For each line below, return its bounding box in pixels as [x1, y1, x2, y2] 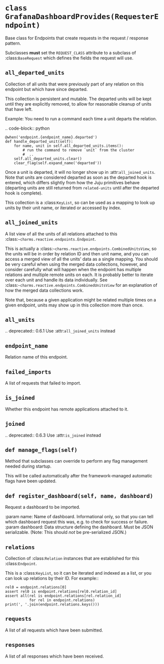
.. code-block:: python [5, 125, 50, 131]
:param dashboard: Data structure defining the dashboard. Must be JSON [5, 524, 153, 530]
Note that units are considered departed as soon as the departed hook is [5, 174, 152, 180]
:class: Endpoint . [5, 561, 37, 567]
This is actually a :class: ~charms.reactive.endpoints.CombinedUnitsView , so [5, 246, 157, 251]
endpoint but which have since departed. [5, 86, 88, 92]
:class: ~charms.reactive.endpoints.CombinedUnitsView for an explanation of [5, 282, 158, 288]
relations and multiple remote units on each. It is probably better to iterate [5, 272, 153, 277]
